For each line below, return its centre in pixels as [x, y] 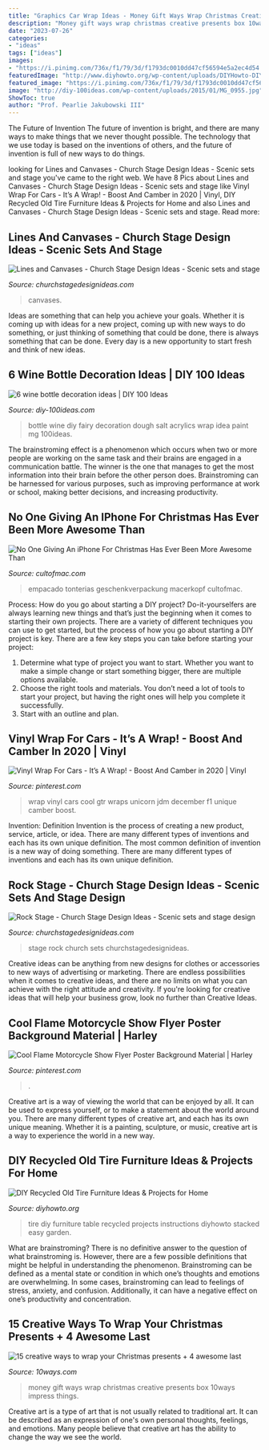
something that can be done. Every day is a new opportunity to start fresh [130, 341]
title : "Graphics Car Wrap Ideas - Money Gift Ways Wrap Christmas [123, 16]
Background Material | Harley [83, 1036]
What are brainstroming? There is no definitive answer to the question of [128, 1248]
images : [21, 61]
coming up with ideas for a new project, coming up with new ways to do [127, 324]
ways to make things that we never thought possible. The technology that [129, 136]
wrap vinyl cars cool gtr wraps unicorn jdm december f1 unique [132, 802]
